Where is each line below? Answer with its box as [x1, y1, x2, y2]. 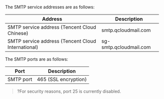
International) [7, 44, 39, 50]
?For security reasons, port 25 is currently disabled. [17, 88, 121, 94]
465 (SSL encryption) [37, 76, 87, 82]
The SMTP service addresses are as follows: [5, 4, 95, 10]
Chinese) [7, 30, 28, 36]
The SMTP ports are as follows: [5, 56, 68, 62]
